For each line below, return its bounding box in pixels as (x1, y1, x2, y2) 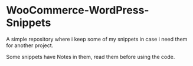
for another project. (6, 42, 54, 49)
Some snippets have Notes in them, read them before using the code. (6, 53, 175, 60)
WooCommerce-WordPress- (6, 4, 149, 17)
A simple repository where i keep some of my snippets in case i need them (6, 35, 188, 42)
